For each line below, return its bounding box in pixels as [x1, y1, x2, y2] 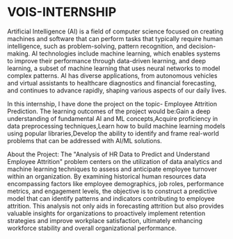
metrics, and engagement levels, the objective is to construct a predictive [7, 187, 218, 195]
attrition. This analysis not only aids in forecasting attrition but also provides [7, 201, 225, 210]
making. [7, 49, 31, 58]
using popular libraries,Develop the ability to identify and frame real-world [7, 129, 219, 138]
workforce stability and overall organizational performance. [7, 224, 177, 232]
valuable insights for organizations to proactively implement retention [7, 209, 206, 217]
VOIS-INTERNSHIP [7, 4, 117, 20]
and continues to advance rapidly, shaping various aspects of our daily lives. [7, 86, 227, 94]
